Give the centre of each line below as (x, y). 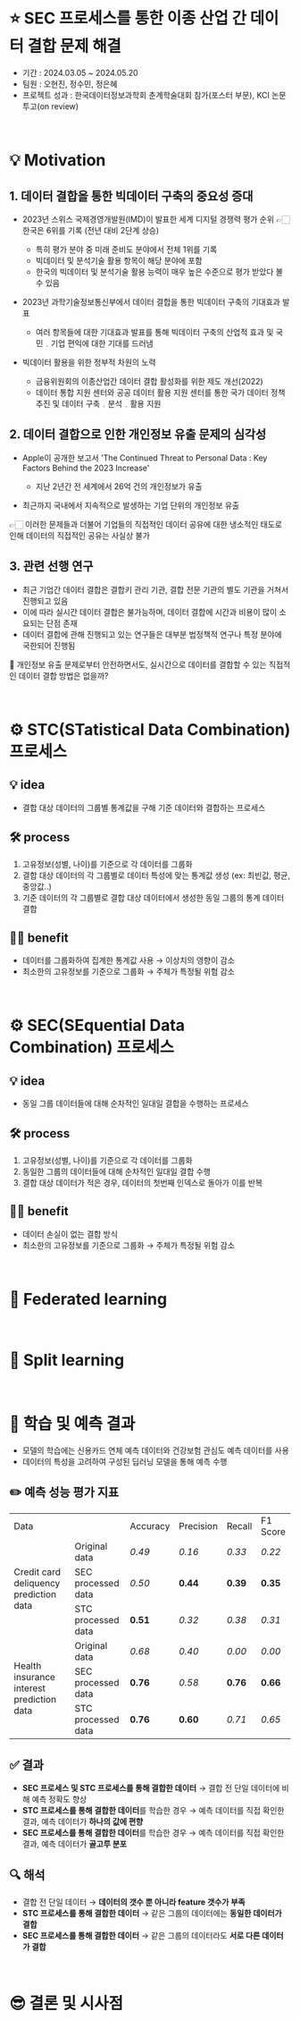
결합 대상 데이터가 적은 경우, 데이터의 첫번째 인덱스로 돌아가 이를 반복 (142, 1183)
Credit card (37, 1572)
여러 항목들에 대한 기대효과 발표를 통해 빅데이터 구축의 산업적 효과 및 (154, 332)
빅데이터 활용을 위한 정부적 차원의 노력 (89, 362)
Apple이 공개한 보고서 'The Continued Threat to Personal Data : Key (145, 458)
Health (28, 1666)
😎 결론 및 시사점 (66, 2003)
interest (30, 1688)
